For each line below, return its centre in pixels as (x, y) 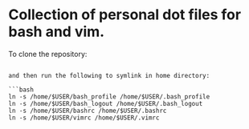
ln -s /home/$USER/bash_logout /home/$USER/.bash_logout (106, 103)
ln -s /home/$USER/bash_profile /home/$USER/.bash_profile (109, 97)
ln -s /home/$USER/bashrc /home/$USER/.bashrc (88, 111)
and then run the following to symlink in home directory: (109, 75)
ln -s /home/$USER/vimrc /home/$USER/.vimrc (84, 118)
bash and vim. (57, 32)
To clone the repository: (48, 54)
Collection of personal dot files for (125, 15)
